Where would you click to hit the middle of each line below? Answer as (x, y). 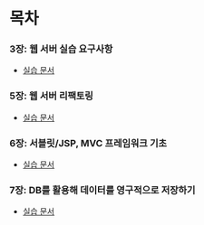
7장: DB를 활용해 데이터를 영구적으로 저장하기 (102, 190)
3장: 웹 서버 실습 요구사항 (61, 49)
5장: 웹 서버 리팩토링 (51, 96)
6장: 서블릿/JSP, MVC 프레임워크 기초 (88, 143)
